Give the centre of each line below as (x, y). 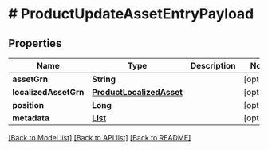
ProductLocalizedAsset (137, 92)
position (28, 105)
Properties (35, 43)
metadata (31, 118)
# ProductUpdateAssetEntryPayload (131, 14)
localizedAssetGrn (48, 92)
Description (213, 66)
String (104, 79)
